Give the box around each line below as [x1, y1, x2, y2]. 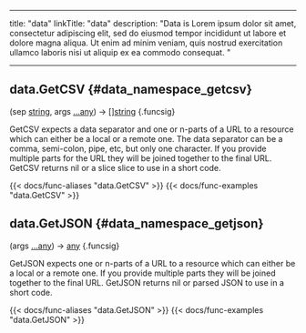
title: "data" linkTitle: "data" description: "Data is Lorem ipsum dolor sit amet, [9, 18, 297, 28]
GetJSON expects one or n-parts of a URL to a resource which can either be [9, 257, 296, 268]
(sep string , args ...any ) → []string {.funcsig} [9, 106, 176, 116]
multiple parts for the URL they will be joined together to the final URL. [9, 152, 272, 164]
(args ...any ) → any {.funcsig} [9, 240, 120, 251]
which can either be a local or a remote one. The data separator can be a [9, 133, 283, 144]
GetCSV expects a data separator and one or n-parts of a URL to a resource [9, 124, 294, 135]
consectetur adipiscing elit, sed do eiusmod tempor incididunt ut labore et [9, 28, 287, 38]
